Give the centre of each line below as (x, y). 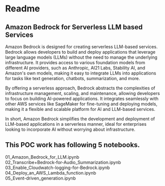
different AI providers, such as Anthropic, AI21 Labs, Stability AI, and (75, 68)
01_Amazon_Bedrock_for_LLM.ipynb (42, 157)
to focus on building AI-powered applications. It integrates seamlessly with (82, 98)
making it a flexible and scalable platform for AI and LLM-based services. (80, 109)
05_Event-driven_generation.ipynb (41, 178)
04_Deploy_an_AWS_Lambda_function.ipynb (51, 173)
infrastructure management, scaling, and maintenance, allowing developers (83, 93)
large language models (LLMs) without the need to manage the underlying (82, 57)
